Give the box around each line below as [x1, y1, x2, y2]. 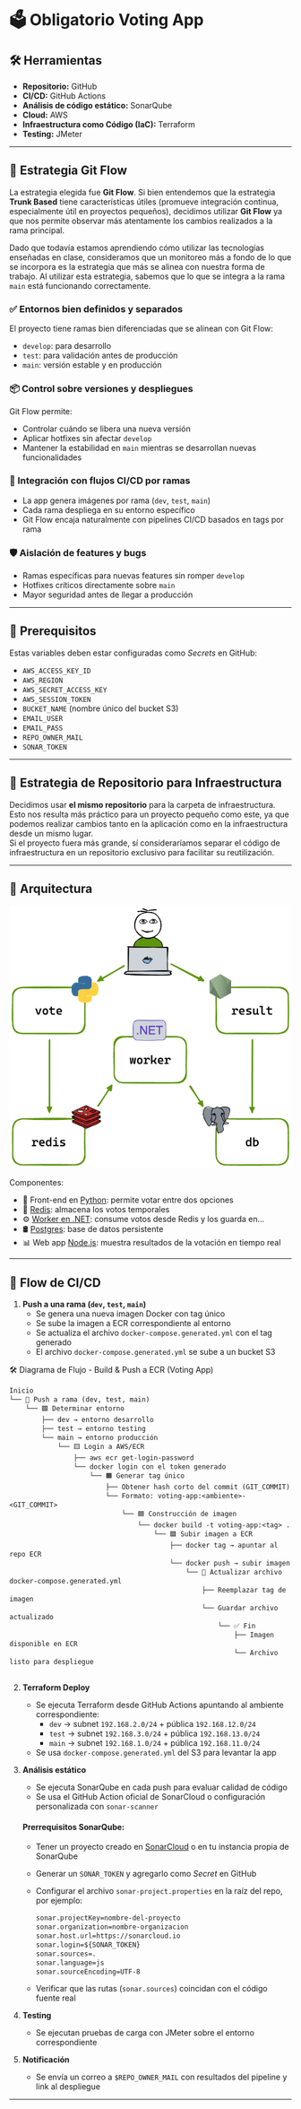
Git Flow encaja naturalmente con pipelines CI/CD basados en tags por [21, 514, 285, 525]
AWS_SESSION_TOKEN [21, 695, 91, 704]
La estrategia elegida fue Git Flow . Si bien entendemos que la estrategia [9, 187, 276, 197]
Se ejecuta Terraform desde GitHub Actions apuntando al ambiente [35, 1699, 284, 1711]
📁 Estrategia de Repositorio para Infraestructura [9, 776, 282, 791]
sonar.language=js [35, 1958, 105, 1967]
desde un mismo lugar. [9, 828, 94, 838]
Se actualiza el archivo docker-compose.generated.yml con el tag [35, 1327, 273, 1339]
